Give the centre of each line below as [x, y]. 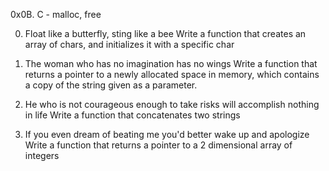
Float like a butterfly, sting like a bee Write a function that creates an [165, 33]
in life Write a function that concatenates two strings [132, 115]
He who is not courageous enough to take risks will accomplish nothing [172, 104]
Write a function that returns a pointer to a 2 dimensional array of [158, 145]
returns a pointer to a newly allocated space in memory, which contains [172, 74]
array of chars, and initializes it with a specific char [129, 44]
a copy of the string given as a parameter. [111, 85]
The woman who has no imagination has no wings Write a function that [171, 63]
